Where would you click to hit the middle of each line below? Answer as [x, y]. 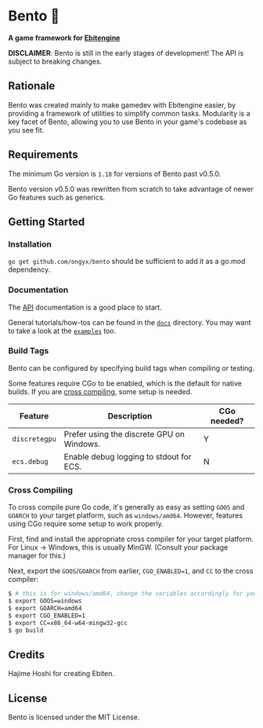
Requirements [43, 155]
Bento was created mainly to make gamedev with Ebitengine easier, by [122, 104]
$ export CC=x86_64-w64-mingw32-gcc [68, 623]
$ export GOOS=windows [45, 601]
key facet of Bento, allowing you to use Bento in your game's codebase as [128, 122]
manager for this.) [37, 556]
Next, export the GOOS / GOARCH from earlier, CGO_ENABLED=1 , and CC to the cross [131, 571]
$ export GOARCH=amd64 [45, 608]
